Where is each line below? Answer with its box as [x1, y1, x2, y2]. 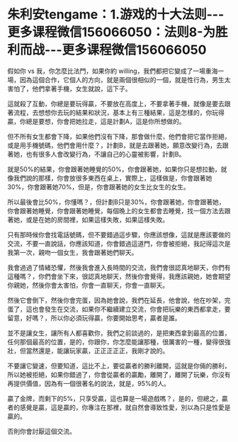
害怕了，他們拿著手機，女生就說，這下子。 [7, 84, 132, 93]
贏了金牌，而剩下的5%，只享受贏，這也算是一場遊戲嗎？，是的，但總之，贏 [7, 394, 229, 402]
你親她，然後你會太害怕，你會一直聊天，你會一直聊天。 [7, 280, 169, 289]
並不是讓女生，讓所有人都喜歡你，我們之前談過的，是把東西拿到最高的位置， [7, 329, 231, 337]
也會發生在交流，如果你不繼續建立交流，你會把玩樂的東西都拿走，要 [31, 305, 231, 313]
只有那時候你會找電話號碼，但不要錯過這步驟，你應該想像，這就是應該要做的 [7, 230, 231, 239]
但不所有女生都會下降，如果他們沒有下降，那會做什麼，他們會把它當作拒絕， [7, 132, 231, 140]
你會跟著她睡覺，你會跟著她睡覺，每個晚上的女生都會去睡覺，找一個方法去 [7, 206, 225, 215]
